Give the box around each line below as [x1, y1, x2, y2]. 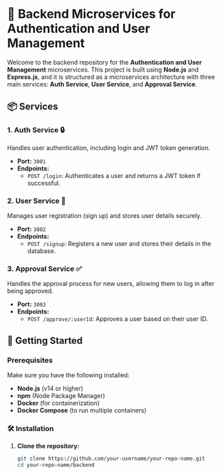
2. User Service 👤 [7, 196, 67, 206]
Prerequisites [7, 355, 53, 365]
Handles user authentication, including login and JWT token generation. [7, 144, 211, 152]
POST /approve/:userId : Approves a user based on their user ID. [27, 315, 208, 323]
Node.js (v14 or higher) [16, 384, 84, 393]
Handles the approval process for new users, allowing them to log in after [7, 280, 215, 288]
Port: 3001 [16, 157, 46, 165]
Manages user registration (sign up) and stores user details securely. [7, 211, 202, 219]
